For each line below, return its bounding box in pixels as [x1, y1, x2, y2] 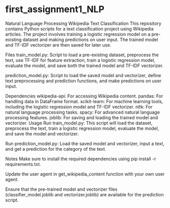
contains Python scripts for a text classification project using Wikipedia [5, 25, 154, 31]
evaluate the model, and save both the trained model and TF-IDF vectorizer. [5, 62, 164, 68]
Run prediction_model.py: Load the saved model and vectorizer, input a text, [5, 141, 165, 147]
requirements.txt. [5, 161, 42, 167]
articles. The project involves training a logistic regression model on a [5, 31, 151, 37]
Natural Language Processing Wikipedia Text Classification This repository [5, 20, 161, 26]
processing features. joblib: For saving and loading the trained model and [5, 114, 158, 120]
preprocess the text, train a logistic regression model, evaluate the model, [5, 125, 159, 131]
